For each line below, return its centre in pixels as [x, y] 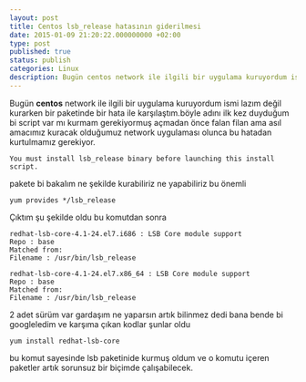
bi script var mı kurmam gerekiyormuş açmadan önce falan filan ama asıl [146, 122]
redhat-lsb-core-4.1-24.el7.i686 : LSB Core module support [126, 233]
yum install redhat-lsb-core [65, 341]
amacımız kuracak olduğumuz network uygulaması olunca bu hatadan [141, 132]
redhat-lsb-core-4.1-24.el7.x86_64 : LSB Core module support [130, 274]
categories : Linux [44, 69]
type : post [30, 43]
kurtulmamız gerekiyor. [52, 141]
